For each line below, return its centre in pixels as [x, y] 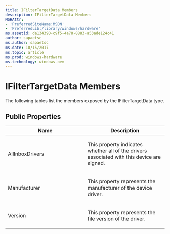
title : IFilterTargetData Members [42, 10]
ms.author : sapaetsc [27, 43]
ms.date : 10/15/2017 [27, 48]
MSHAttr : [14, 19]
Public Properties [33, 116]
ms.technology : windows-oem [35, 62]
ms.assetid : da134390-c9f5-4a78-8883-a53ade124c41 [60, 33]
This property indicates [115, 144]
